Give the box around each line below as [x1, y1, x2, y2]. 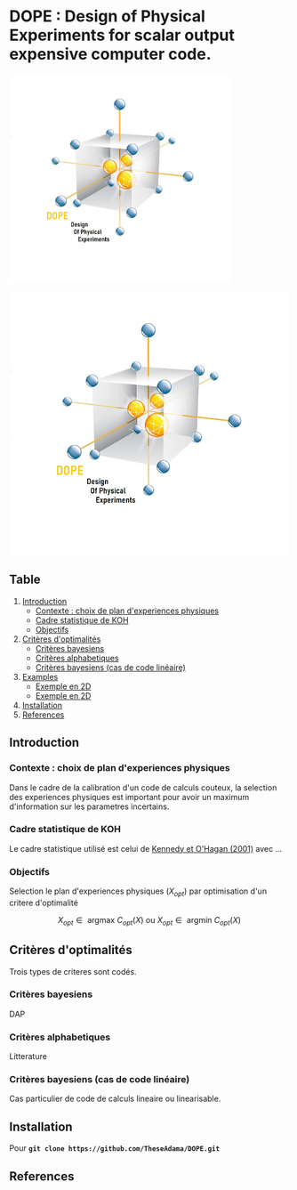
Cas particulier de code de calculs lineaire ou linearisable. [9, 1093, 221, 1105]
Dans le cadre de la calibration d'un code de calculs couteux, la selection [9, 781, 277, 793]
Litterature [9, 1051, 47, 1062]
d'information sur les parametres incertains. [9, 801, 170, 812]
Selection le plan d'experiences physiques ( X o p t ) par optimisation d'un [9, 886, 268, 898]
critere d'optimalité [9, 897, 78, 908]
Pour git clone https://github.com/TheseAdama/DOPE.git [9, 1143, 221, 1154]
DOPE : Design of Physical [9, 6, 206, 27]
